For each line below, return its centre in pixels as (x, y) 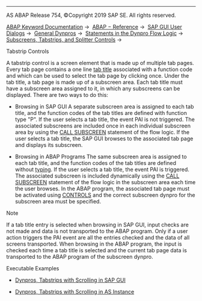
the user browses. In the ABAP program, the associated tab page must (102, 188)
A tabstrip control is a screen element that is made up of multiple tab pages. (100, 63)
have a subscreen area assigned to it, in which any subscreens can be (93, 88)
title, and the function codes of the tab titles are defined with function (101, 113)
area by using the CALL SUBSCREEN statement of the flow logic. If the (102, 132)
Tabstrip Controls (28, 51)
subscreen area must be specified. (58, 201)
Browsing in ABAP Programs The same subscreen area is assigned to (101, 157)
